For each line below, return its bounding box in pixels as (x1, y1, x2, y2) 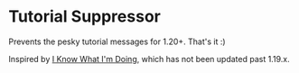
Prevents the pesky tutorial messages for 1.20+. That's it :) (8, 36, 227, 47)
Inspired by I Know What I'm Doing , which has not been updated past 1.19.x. (8, 53, 290, 64)
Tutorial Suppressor (8, 6, 162, 27)
